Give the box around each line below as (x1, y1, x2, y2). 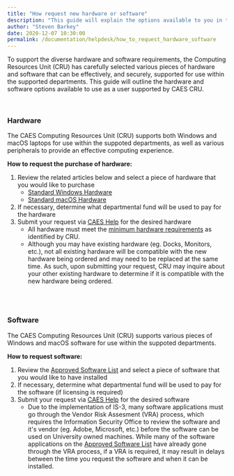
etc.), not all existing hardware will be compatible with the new (27, 247, 208, 256)
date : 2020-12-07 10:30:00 (7, 29, 86, 37)
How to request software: (7, 352, 83, 360)
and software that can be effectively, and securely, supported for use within (7, 70, 225, 79)
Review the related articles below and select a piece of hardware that (17, 174, 216, 182)
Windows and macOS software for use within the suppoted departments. (7, 339, 217, 347)
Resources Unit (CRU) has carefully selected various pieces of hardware (7, 63, 215, 71)
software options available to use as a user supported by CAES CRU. (7, 85, 204, 93)
